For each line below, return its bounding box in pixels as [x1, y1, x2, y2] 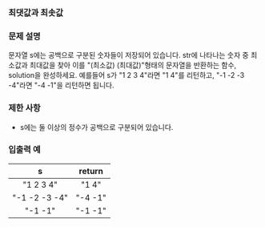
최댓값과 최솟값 [8, 6, 64, 18]
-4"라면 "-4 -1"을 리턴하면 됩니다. [8, 80, 114, 90]
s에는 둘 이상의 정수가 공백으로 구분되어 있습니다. [19, 122, 174, 132]
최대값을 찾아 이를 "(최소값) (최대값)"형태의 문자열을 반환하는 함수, [29, 60, 237, 70]
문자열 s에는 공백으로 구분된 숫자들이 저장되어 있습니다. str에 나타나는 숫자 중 [8, 51, 250, 60]
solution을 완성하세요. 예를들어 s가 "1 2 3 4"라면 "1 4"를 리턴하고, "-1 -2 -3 [8, 71, 245, 80]
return [78, 165, 104, 176]
